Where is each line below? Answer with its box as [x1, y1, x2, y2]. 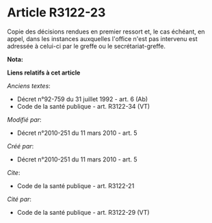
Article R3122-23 [7, 5, 106, 21]
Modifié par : [7, 115, 42, 124]
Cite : [7, 168, 21, 176]
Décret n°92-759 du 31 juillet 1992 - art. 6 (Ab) [16, 94, 148, 103]
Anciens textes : [7, 81, 51, 90]
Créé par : [7, 142, 34, 150]
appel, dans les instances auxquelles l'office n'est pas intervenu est [7, 34, 198, 42]
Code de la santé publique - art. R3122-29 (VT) [16, 208, 150, 216]
